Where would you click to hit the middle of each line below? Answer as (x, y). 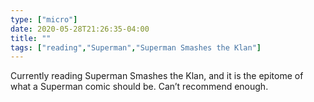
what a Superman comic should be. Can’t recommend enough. (139, 87)
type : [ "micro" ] (44, 19)
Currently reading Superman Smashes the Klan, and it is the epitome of (157, 76)
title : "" (31, 38)
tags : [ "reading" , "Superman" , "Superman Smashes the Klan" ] (136, 47)
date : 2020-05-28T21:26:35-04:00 (80, 29)
